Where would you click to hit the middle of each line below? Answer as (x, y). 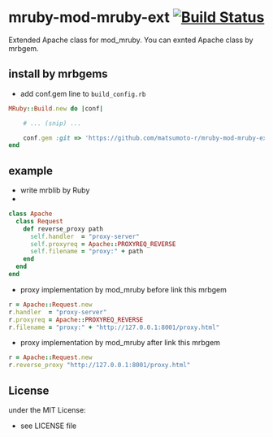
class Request (39, 221)
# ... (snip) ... (52, 123)
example (31, 171)
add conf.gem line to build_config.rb (83, 93)
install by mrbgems (58, 74)
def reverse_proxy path (63, 229)
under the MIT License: (48, 410)
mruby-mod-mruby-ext (89, 17)
